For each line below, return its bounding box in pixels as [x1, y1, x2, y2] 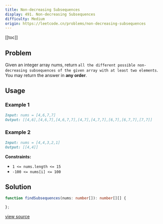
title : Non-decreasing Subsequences [5, 7, 80, 12]
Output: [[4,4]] [5, 145, 38, 149]
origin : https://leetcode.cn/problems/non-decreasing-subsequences [5, 21, 146, 26]
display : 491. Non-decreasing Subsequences [5, 12, 96, 17]
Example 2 [5, 129, 31, 136]
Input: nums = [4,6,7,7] [5, 112, 56, 117]
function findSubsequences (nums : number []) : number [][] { [5, 196, 126, 201]
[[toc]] [5, 35, 18, 40]
